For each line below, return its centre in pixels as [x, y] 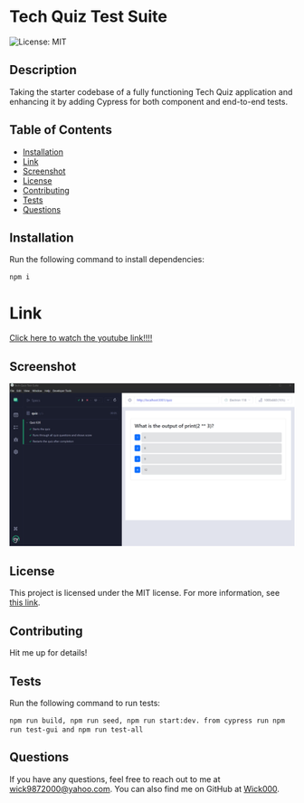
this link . [25, 602]
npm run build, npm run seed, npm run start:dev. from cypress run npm [147, 721]
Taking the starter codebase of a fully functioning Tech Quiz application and [151, 91]
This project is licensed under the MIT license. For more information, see [145, 593]
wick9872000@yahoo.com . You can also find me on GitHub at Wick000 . [145, 789]
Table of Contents [61, 130]
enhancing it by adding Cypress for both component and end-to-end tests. [148, 101]
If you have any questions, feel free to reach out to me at [115, 779]
